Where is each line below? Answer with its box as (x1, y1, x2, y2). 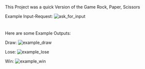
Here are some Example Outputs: (5, 30, 71, 36)
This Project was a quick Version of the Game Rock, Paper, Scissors (5, 4, 140, 10)
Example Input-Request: (5, 14, 53, 19)
